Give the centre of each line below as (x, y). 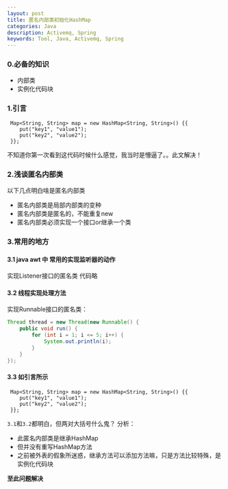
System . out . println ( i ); (77, 341)
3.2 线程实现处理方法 (37, 293)
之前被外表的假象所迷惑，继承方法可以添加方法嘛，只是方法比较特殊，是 (119, 455)
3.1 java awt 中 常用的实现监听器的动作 (61, 259)
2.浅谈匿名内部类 (35, 174)
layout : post (26, 13)
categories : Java (32, 26)
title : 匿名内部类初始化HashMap (49, 20)
